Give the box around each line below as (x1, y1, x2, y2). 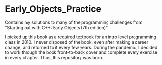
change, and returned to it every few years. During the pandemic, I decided (5, 44, 158, 50)
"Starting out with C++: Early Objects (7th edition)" (5, 24, 108, 30)
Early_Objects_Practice (5, 3, 102, 15)
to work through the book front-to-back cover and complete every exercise (5, 49, 158, 55)
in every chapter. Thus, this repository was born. (5, 54, 104, 60)
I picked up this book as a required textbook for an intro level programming (5, 34, 156, 40)
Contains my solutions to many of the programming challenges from (5, 19, 143, 25)
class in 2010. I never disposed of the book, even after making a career (5, 39, 149, 45)
